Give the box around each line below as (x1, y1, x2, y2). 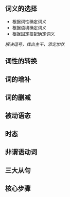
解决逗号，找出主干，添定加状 (5, 41, 65, 47)
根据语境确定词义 (12, 25, 47, 30)
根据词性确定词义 (12, 19, 47, 25)
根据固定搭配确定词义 (12, 31, 55, 37)
